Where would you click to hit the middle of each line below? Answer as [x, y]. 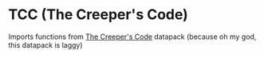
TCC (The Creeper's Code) [99, 15]
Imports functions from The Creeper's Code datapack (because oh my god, [132, 37]
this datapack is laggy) [45, 44]
